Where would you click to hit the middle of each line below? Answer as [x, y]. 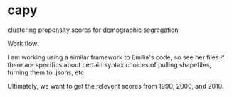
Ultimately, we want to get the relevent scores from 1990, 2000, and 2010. [116, 86]
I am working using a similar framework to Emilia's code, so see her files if [116, 57]
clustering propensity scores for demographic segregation [93, 30]
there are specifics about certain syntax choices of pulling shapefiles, [110, 64]
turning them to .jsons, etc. [47, 72]
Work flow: [23, 43]
